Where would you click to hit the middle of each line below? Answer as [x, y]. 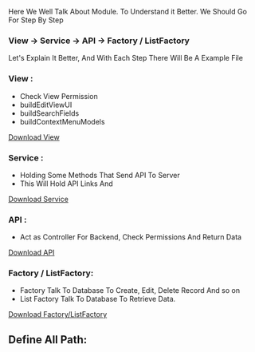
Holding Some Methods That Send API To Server [100, 175]
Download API [31, 253]
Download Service [39, 199]
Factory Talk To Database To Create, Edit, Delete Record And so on [130, 291]
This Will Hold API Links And [66, 184]
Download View [34, 137]
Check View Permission [59, 96]
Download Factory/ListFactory [58, 314]
